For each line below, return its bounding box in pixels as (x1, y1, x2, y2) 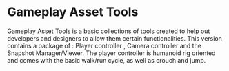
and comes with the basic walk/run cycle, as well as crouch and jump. (7, 56, 206, 64)
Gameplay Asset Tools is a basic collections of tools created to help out (7, 27, 210, 35)
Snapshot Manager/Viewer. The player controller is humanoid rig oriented (7, 49, 216, 57)
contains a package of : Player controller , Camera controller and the (7, 41, 202, 50)
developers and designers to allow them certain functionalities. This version (7, 34, 223, 42)
